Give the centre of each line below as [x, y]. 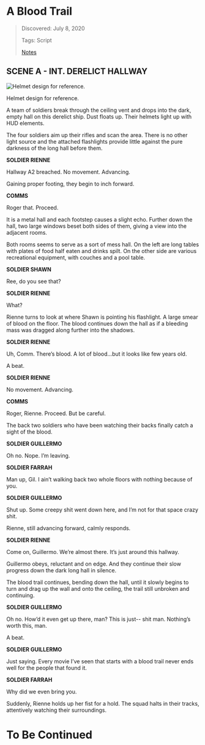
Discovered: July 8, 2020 [53, 28]
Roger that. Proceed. [32, 208]
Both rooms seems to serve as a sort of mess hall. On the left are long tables [103, 244]
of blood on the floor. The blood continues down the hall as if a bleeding [97, 323]
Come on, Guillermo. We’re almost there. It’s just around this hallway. [93, 552]
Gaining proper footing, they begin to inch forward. [70, 184]
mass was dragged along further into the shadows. [71, 330]
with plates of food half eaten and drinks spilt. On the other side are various [102, 251]
